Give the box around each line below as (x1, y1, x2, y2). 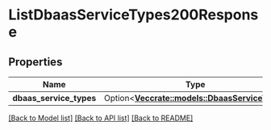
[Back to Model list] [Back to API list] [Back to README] (8, 113, 194, 123)
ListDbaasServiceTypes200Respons (8, 6, 259, 24)
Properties (8, 55, 63, 69)
